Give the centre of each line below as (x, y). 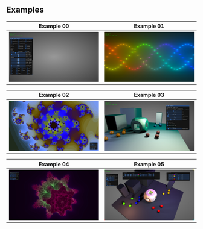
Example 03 (149, 95)
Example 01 (149, 26)
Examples (25, 10)
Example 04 (54, 164)
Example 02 (54, 95)
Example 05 (149, 164)
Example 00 (54, 26)
